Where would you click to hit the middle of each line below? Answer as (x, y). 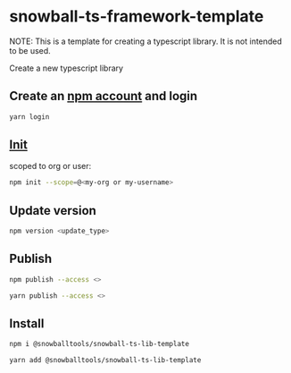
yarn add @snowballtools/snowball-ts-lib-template (105, 360)
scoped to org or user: (50, 166)
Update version (53, 211)
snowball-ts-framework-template (137, 17)
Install (27, 323)
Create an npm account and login (104, 96)
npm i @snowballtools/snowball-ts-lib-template (100, 344)
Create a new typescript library (66, 68)
